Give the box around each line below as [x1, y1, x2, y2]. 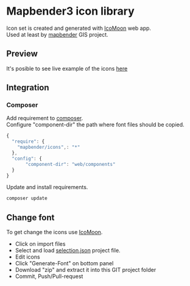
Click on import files [15, 240, 66, 248]
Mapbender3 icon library [6, 4, 135, 18]
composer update [6, 195, 47, 202]
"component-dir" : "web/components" [25, 161, 116, 167]
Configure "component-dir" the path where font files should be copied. [6, 121, 185, 129]
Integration [6, 82, 50, 93]
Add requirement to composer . [6, 115, 83, 122]
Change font [6, 212, 55, 223]
